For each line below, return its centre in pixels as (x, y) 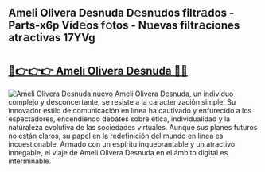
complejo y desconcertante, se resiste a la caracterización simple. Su (122, 102)
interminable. (30, 161)
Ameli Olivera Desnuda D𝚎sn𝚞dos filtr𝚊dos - (121, 13)
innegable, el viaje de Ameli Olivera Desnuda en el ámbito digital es (118, 153)
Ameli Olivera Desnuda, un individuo (174, 94)
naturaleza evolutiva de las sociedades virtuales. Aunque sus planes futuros (133, 127)
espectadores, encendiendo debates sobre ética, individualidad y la (119, 119)
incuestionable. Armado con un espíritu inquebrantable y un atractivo (122, 144)
